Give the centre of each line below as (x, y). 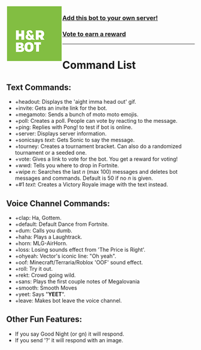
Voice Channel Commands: (58, 203)
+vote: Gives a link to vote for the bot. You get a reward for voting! (96, 159)
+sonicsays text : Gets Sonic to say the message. (75, 140)
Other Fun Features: (44, 319)
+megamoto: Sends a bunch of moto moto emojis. (77, 114)
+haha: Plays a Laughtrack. (48, 237)
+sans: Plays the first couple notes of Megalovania (77, 282)
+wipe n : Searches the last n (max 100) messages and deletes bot (96, 172)
